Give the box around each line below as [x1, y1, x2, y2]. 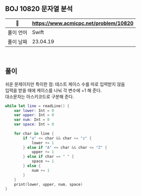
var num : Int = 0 [14, 117, 50, 123]
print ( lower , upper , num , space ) [14, 182, 83, 187]
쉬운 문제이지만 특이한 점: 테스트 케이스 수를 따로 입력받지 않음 [5, 81, 125, 87]
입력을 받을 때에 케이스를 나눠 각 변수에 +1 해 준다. [5, 87, 102, 93]
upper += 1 [31, 149, 54, 155]
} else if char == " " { [23, 154, 74, 159]
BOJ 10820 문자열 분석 [5, 4, 73, 13]
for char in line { [14, 131, 54, 136]
